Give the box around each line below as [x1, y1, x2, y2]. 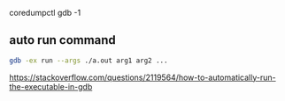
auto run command [9, 32, 117, 47]
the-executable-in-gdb [9, 81, 93, 91]
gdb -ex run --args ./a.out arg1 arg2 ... [9, 56, 168, 65]
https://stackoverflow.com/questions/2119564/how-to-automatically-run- [9, 72, 276, 83]
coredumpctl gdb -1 [9, 8, 81, 18]
